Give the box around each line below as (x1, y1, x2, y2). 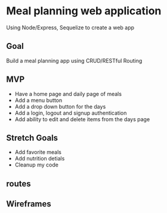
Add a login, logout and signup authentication (14, 109, 127, 116)
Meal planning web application (6, 4, 162, 18)
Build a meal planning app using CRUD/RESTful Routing (6, 57, 143, 64)
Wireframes (6, 199, 52, 209)
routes (6, 178, 31, 189)
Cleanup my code (14, 161, 58, 168)
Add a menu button (14, 97, 63, 104)
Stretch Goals (6, 132, 58, 143)
